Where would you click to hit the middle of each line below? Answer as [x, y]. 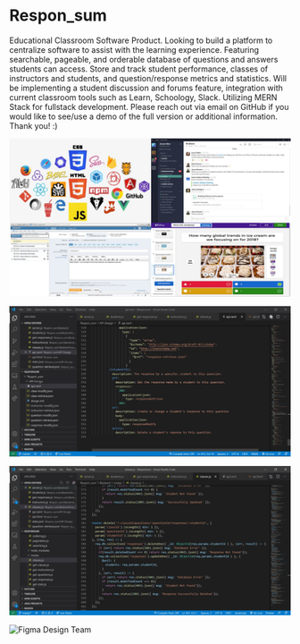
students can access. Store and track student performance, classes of [139, 69]
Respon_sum [58, 16]
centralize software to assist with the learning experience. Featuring [134, 49]
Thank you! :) [33, 125]
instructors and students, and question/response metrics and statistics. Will [148, 78]
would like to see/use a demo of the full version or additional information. [144, 116]
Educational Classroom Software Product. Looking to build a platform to [141, 40]
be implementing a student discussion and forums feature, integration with [146, 88]
